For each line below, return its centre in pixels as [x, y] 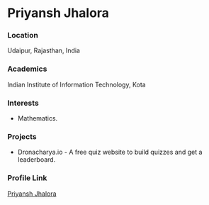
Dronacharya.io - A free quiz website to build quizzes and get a [110, 152]
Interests [23, 103]
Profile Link [27, 178]
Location [23, 35]
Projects [22, 137]
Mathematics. [38, 118]
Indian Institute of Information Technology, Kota [77, 84]
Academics [27, 69]
